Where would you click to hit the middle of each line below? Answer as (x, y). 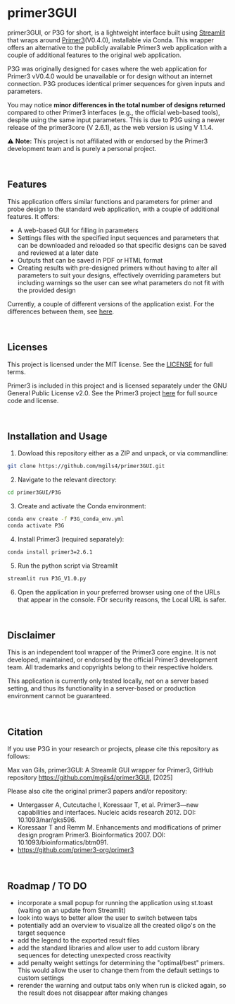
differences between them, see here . (61, 311)
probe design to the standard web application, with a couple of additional (113, 209)
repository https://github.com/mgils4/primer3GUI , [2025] (90, 777)
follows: (19, 756)
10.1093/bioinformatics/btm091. (63, 842)
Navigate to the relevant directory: (67, 480)
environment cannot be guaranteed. (59, 696)
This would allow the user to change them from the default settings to (118, 970)
